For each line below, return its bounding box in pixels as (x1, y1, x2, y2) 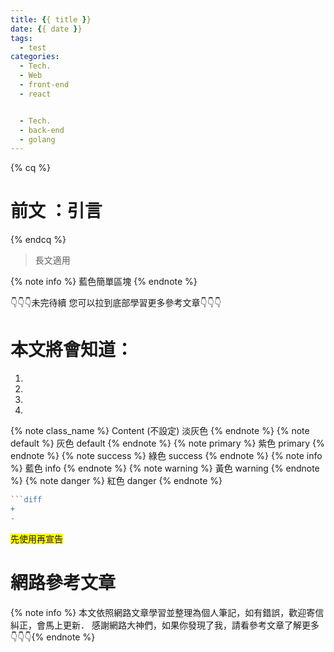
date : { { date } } (10, 24, 83, 34)
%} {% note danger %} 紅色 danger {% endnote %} (10, 475, 223, 487)
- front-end (19, 80, 70, 90)
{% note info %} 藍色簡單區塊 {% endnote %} (10, 276, 198, 288)
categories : (10, 52, 60, 62)
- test (19, 42, 47, 53)
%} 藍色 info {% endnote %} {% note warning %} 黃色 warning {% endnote (10, 462, 320, 475)
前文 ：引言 (10, 200, 103, 223)
